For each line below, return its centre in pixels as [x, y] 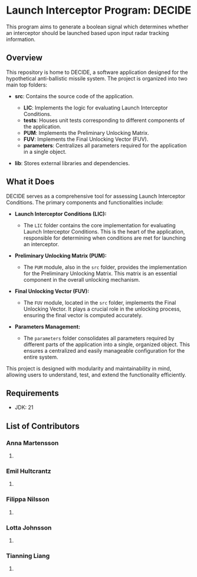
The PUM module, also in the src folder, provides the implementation [105, 267]
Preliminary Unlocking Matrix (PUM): [61, 256]
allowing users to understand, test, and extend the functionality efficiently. [96, 375]
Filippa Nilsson [28, 499]
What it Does [30, 182]
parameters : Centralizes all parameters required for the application [105, 145]
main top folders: [27, 85]
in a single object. [45, 151]
